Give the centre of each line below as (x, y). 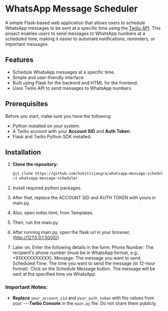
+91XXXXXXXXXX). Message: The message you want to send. (77, 258)
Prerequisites (27, 104)
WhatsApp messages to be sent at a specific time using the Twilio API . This (83, 28)
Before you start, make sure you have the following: (58, 116)
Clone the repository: (35, 165)
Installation (23, 152)
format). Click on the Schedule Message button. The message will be (84, 269)
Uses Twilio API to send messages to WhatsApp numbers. (72, 88)
